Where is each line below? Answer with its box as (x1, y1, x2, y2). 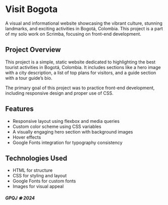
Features (5, 105, 34, 113)
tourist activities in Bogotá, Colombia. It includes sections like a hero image (5, 64, 161, 70)
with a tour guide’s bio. (5, 75, 52, 81)
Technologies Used (5, 154, 67, 162)
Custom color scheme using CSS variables (12, 123, 102, 129)
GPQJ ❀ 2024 (5, 195, 35, 201)
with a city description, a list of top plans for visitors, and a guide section (5, 70, 156, 76)
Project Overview (5, 45, 61, 54)
